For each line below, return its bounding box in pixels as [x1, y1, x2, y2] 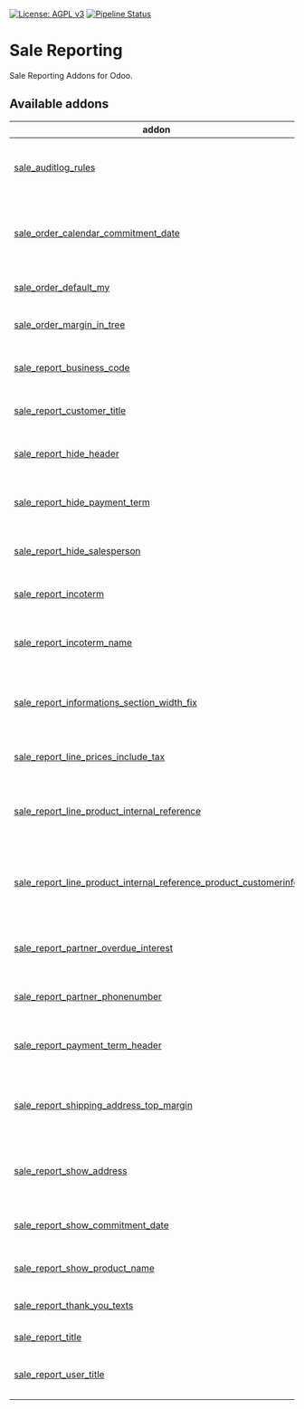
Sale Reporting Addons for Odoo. [9, 70, 133, 81]
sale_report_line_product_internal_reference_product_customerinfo [14, 876, 299, 889]
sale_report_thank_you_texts [14, 1299, 134, 1311]
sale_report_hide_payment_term [14, 496, 151, 509]
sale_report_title [14, 1330, 82, 1343]
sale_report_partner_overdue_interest [14, 941, 174, 954]
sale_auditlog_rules [14, 161, 96, 174]
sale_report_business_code [14, 361, 130, 374]
